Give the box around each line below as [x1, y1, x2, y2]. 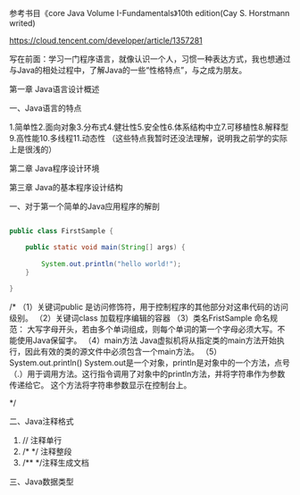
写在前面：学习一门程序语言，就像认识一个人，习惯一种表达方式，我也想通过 [9, 54, 291, 64]
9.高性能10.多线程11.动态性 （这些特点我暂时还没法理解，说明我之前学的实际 [9, 133, 287, 143]
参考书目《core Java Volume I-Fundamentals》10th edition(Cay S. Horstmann [9, 8, 290, 18]
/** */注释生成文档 [21, 457, 89, 468]
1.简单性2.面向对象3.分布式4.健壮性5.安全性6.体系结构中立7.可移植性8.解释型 [9, 122, 289, 132]
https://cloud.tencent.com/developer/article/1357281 [9, 35, 203, 46]
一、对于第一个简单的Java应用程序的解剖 [9, 201, 161, 212]
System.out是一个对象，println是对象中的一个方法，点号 [84, 357, 290, 368]
